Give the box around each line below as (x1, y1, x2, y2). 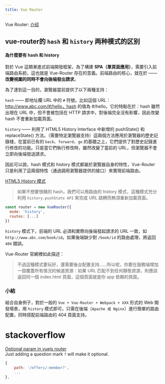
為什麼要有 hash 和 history (5, 52, 60, 58)
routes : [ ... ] (9, 213, 38, 219)
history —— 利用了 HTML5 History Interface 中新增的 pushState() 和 (5, 127, 145, 132)
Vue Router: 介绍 (5, 21, 39, 27)
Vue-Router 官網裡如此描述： (5, 251, 65, 257)
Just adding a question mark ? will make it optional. (5, 351, 109, 357)
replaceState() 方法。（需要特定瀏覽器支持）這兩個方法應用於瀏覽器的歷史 (5, 132, 154, 138)
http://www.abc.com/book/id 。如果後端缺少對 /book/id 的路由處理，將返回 (5, 234, 156, 240)
